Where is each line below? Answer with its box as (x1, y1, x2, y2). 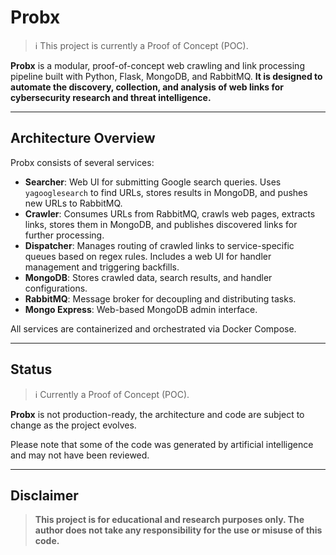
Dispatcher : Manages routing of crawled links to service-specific (24, 239, 295, 251)
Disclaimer (10, 487, 79, 504)
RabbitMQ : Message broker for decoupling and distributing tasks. (24, 292, 297, 305)
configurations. (24, 282, 88, 294)
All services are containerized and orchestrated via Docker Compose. (10, 322, 297, 335)
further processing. (24, 229, 105, 241)
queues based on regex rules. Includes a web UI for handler (24, 250, 272, 262)
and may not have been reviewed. (10, 449, 150, 461)
